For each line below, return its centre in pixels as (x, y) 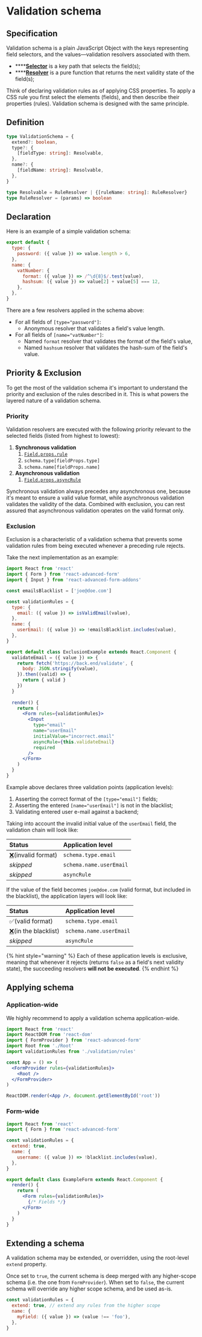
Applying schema (40, 988)
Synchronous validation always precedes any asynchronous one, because (99, 491)
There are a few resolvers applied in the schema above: (75, 310)
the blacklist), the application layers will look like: (67, 896)
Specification (32, 34)
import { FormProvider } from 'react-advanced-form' (74, 1040)
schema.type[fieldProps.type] (62, 461)
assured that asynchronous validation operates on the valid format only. (96, 510)
